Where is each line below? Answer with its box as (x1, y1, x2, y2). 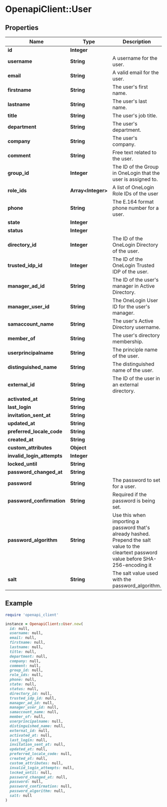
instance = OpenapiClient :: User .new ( (5, 621, 83, 626)
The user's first (112, 83, 148, 90)
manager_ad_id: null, (9, 700, 55, 705)
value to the (112, 543, 140, 550)
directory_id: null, (9, 691, 52, 696)
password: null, (9, 779, 43, 785)
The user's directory (112, 332, 160, 339)
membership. (112, 338, 143, 345)
